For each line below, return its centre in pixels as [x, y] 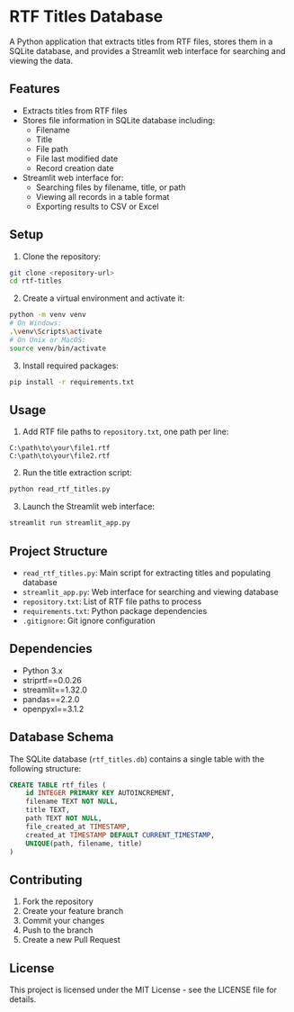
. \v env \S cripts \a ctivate [56, 332]
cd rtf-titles [36, 281]
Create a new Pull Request [71, 940]
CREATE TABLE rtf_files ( [58, 785]
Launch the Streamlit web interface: [89, 507]
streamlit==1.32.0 [55, 690]
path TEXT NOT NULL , [64, 818]
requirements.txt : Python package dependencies [115, 610]
